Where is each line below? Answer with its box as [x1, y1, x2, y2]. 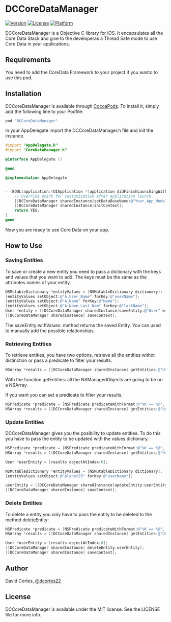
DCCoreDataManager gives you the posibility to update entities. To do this [5, 430, 161, 436]
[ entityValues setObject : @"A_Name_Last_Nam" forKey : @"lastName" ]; [5, 304, 149, 309]
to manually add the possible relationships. [5, 328, 95, 334]
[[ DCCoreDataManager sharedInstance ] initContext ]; [14, 203, 124, 209]
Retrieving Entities [5, 340, 52, 348]
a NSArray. [5, 382, 28, 388]
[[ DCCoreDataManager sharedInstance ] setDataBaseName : [14, 198, 131, 203]
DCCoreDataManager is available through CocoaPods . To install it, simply [5, 103, 159, 109]
